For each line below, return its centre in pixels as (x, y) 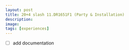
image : (12, 24)
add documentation (33, 43)
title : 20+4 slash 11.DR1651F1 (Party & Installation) (65, 15)
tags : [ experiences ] (27, 29)
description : (19, 19)
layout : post (19, 10)
